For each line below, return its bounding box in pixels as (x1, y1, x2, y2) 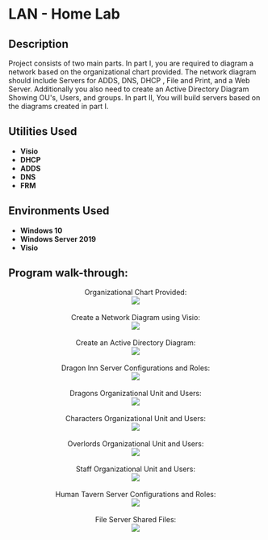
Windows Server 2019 (19, 234, 97, 243)
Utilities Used (8, 124, 77, 138)
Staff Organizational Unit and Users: (75, 464, 196, 474)
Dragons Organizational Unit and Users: (69, 389, 202, 399)
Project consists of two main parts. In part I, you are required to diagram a (8, 58, 254, 68)
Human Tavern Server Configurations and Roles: (55, 490, 216, 500)
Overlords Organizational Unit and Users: (67, 439, 204, 449)
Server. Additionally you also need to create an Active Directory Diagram (8, 84, 249, 94)
